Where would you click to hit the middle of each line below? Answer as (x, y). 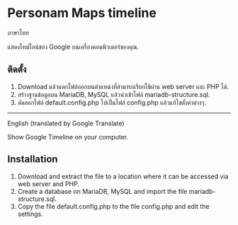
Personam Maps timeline (82, 13)
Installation (33, 160)
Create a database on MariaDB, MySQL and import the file (102, 191)
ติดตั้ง (17, 70)
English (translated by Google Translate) (66, 123)
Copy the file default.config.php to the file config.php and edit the (114, 206)
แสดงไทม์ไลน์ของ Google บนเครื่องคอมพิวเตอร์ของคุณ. (73, 47)
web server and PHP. (49, 184)
